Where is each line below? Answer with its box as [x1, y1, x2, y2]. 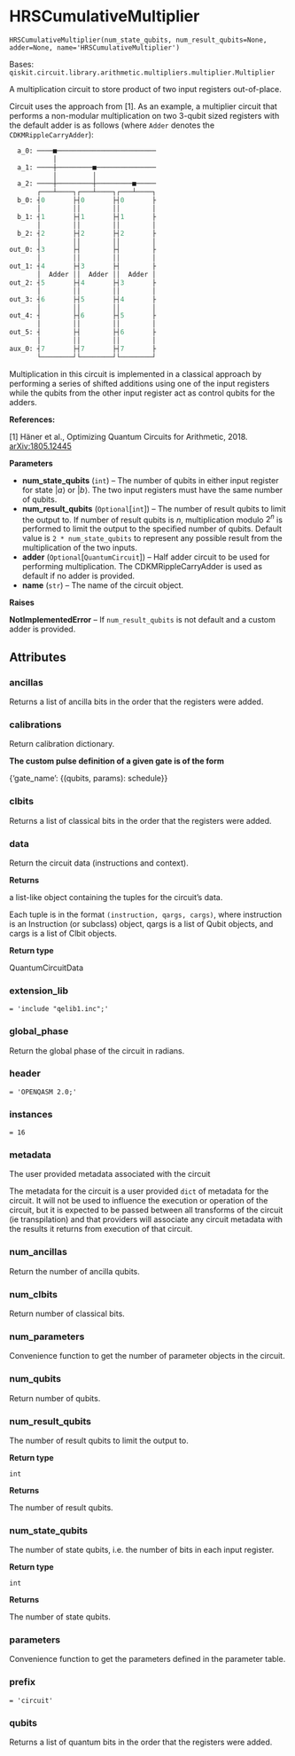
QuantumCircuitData [9, 962, 84, 973]
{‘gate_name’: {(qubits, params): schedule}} [9, 773, 168, 784]
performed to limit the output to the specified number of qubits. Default [21, 523, 282, 534]
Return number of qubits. [9, 1392, 101, 1403]
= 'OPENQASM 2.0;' [9, 1087, 77, 1096]
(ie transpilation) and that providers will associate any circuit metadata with [9, 1214, 283, 1225]
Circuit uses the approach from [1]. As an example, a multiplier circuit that [9, 100, 277, 112]
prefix [9, 1676, 35, 1689]
